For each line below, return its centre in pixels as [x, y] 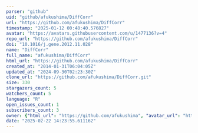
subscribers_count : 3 [33, 110]
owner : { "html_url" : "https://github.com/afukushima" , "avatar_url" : [93, 115]
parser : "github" [27, 11]
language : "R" [24, 99]
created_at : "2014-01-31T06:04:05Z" [51, 66]
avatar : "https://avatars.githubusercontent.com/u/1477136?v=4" [87, 34]
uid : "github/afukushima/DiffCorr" [50, 17]
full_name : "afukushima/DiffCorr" [49, 55]
